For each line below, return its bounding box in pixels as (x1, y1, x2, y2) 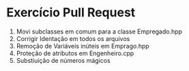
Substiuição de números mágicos (16, 56, 111, 64)
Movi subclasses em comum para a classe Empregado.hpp (16, 27, 182, 35)
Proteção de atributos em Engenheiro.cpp (16, 49, 134, 57)
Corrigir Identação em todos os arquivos (16, 34, 130, 42)
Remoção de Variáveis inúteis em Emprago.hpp (16, 42, 149, 50)
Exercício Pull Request (6, 5, 136, 20)
